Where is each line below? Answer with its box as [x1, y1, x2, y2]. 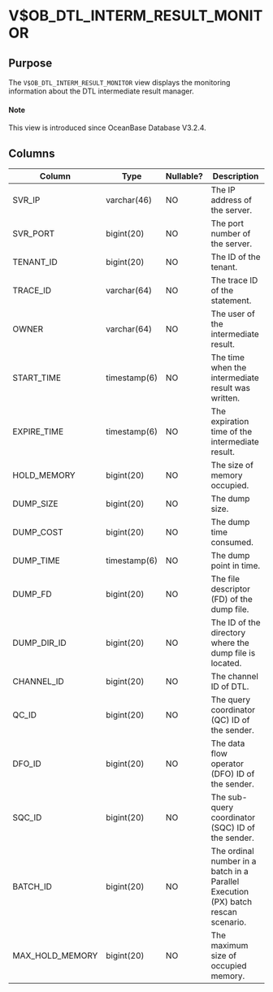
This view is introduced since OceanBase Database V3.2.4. [8, 123, 207, 132]
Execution [210, 886, 249, 898]
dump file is [210, 648, 256, 659]
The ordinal [210, 846, 254, 857]
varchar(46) [105, 194, 153, 206]
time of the [210, 426, 253, 437]
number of [210, 228, 251, 240]
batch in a [210, 866, 249, 877]
